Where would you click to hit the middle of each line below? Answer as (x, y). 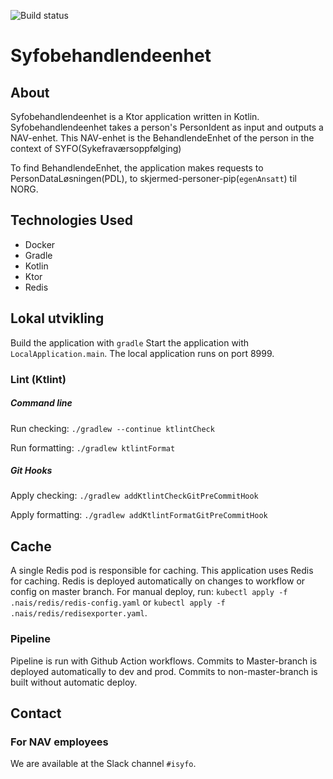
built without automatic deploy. (74, 682)
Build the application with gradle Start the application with (130, 342)
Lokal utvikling (57, 318)
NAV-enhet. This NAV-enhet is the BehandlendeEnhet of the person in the (162, 138)
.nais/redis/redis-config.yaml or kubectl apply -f (118, 602)
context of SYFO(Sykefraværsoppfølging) (96, 148)
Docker (40, 244)
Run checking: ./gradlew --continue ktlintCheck (112, 428)
